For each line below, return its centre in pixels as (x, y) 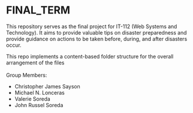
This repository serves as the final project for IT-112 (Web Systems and (92, 26)
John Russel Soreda (39, 105)
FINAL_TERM (38, 10)
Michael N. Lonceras (40, 93)
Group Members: (27, 75)
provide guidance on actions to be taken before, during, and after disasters (97, 39)
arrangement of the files (35, 63)
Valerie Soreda (33, 99)
